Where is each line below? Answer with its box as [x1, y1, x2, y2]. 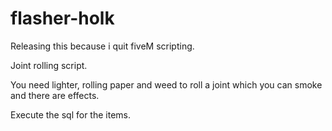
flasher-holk [10, 7, 115, 30]
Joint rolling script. [10, 59, 88, 71]
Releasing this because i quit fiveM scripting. [10, 40, 195, 52]
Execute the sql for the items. [10, 108, 131, 121]
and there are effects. [10, 89, 100, 101]
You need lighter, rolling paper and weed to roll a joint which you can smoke [10, 78, 323, 91]
